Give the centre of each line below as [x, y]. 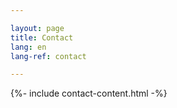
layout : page [37, 28]
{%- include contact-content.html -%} [89, 93]
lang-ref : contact [48, 56]
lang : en [28, 47]
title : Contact [42, 37]
